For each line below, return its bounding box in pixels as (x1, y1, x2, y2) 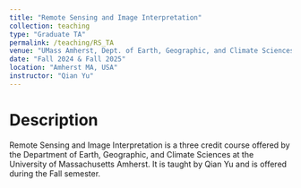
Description (9, 109, 99, 130)
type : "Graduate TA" (9, 30, 87, 38)
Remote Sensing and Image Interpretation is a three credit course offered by (9, 140, 290, 150)
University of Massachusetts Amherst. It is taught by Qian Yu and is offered (9, 158, 288, 169)
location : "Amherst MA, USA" (9, 64, 118, 73)
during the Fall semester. (9, 167, 101, 179)
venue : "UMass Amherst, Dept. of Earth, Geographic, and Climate (9, 47, 258, 56)
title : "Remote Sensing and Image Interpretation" (9, 13, 202, 22)
